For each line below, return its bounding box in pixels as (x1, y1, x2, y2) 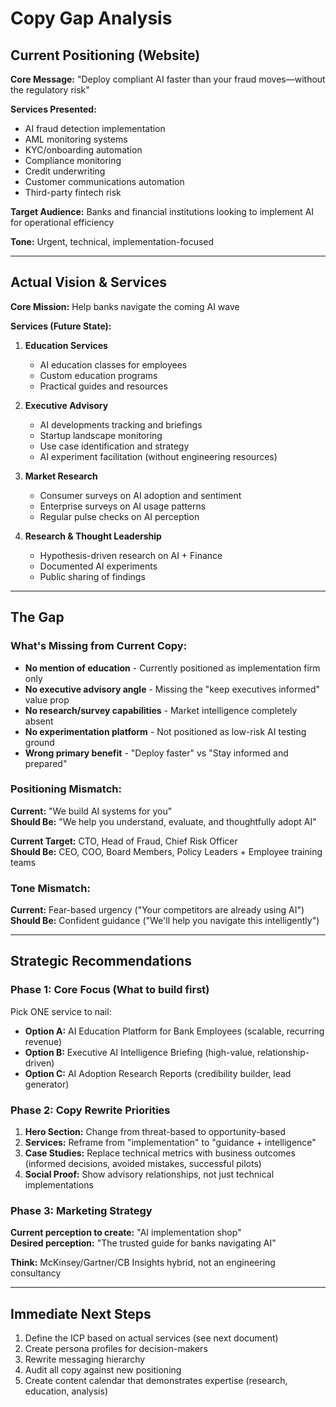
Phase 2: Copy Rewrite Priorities (10, 1103, 171, 1117)
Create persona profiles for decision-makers (24, 1343, 208, 1355)
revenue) (24, 1035, 63, 1047)
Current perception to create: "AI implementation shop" (10, 1227, 242, 1239)
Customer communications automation (24, 176, 185, 187)
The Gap (10, 609, 65, 626)
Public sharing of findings (39, 570, 146, 582)
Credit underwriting (24, 165, 106, 177)
